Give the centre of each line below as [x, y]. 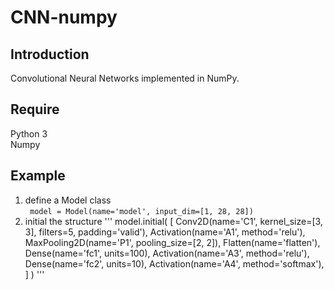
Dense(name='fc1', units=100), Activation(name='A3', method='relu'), [167, 253]
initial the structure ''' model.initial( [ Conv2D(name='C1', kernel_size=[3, [173, 221]
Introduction [50, 54]
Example [38, 176]
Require [35, 109]
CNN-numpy [64, 17]
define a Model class [68, 200]
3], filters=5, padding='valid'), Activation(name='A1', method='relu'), [165, 232]
